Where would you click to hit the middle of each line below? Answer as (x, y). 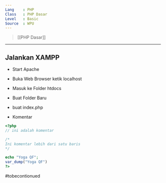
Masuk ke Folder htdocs (37, 89)
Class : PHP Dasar (26, 14)
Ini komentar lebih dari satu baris (43, 144)
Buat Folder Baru (29, 98)
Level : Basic (22, 19)
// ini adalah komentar (30, 130)
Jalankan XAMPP (32, 57)
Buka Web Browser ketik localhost (47, 79)
